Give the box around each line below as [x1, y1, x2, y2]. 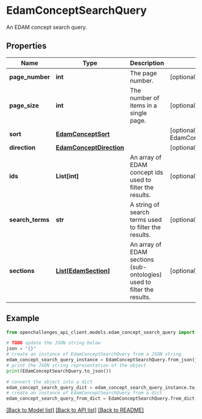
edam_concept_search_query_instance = [6, 357, 103, 363]
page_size [9, 101, 39, 109]
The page [130, 69, 158, 77]
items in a [130, 101, 158, 109]
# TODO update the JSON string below [6, 340, 101, 346]
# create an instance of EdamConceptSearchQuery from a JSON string [6, 351, 182, 358]
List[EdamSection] [55, 266, 110, 275]
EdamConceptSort [55, 130, 110, 138]
